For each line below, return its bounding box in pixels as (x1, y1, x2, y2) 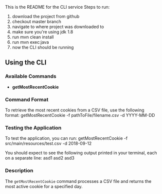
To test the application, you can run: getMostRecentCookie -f (5, 135, 128, 141)
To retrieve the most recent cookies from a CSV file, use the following (5, 107, 144, 113)
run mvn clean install (12, 34, 54, 40)
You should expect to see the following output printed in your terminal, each (5, 150, 157, 156)
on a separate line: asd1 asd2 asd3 (5, 155, 74, 161)
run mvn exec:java (12, 39, 49, 45)
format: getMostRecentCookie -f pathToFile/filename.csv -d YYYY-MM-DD (5, 112, 155, 118)
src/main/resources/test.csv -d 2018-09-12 (5, 141, 92, 146)
